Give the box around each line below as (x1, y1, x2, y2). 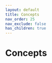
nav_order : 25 (5, 16, 35, 21)
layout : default (5, 7, 39, 12)
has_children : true (5, 26, 46, 31)
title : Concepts (5, 12, 39, 17)
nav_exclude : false (5, 21, 46, 26)
